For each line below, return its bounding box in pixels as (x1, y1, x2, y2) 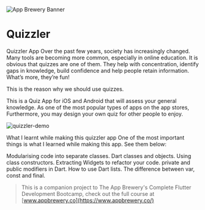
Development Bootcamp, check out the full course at (21, 190, 155, 197)
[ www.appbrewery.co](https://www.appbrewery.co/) (21, 197, 154, 204)
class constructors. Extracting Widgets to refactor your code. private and (6, 159, 191, 166)
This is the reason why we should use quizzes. (6, 85, 124, 92)
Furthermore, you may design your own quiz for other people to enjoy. (6, 110, 184, 118)
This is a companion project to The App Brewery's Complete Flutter (21, 184, 192, 191)
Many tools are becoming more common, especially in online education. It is (6, 54, 198, 61)
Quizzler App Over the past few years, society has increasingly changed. (6, 47, 190, 54)
